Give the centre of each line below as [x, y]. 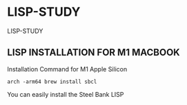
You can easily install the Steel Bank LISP [66, 94]
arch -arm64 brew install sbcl [52, 82]
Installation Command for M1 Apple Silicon [67, 69]
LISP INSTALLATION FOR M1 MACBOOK [94, 52]
